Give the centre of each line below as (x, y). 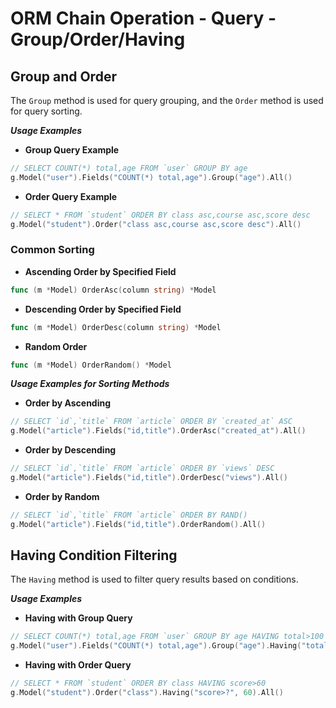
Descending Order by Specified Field (103, 309)
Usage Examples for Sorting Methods (90, 384)
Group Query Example (72, 150)
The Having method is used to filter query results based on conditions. (154, 579)
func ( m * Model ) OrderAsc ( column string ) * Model (113, 290)
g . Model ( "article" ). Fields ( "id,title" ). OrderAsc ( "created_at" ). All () (158, 431)
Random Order (56, 346)
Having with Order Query (78, 665)
